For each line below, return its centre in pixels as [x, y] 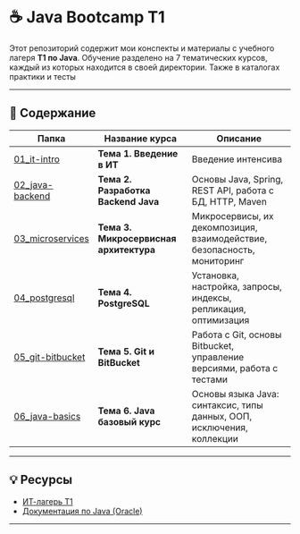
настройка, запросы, [237, 286]
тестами [209, 379]
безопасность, [224, 250]
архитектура [127, 250]
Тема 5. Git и [126, 352]
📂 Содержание [53, 113]
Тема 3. [115, 227]
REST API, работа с [233, 191]
